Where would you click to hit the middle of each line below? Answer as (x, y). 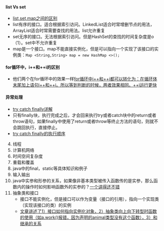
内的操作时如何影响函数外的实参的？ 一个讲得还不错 (68, 186)
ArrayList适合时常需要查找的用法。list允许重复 (59, 31)
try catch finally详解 (32, 109)
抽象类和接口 (25, 193)
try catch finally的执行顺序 (39, 133)
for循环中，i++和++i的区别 (33, 67)
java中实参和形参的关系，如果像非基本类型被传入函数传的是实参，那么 (83, 181)
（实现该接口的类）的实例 (46, 205)
